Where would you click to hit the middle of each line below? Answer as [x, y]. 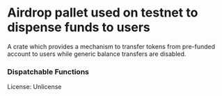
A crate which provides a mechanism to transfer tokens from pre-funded [111, 46]
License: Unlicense [34, 87]
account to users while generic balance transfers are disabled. [97, 54]
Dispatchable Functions [48, 72]
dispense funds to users [79, 27]
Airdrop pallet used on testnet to [103, 13]
